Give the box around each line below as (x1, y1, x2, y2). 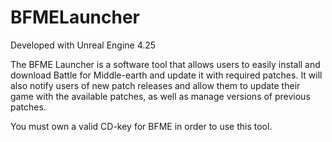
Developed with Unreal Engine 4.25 (10, 39, 157, 51)
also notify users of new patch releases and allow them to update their (10, 79, 301, 91)
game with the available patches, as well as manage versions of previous (10, 90, 311, 102)
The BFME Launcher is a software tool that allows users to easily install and (10, 58, 321, 70)
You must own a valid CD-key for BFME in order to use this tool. (10, 120, 273, 132)
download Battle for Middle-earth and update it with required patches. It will (10, 69, 323, 81)
